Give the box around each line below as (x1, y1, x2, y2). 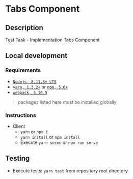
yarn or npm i (20, 128, 48, 135)
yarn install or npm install (20, 134, 80, 140)
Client (12, 123, 25, 129)
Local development (5, 51, 68, 60)
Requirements (5, 67, 41, 74)
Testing (5, 154, 30, 163)
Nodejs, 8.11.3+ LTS (12, 79, 57, 84)
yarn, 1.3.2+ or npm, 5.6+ (12, 83, 68, 89)
